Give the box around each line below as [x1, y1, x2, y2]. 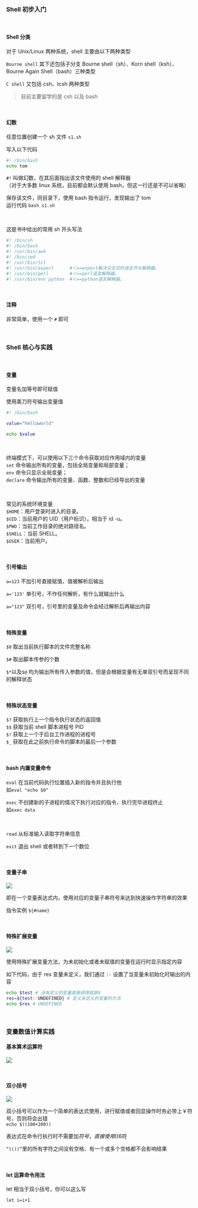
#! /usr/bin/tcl [6, 259, 46, 266]
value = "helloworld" [6, 421, 54, 427]
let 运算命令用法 [6, 1171, 46, 1178]
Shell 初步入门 [6, 5, 47, 13]
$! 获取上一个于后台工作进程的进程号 [6, 731, 96, 738]
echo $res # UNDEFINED [6, 1001, 62, 1007]
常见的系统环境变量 [6, 500, 53, 507]
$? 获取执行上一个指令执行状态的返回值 [6, 716, 102, 723]
